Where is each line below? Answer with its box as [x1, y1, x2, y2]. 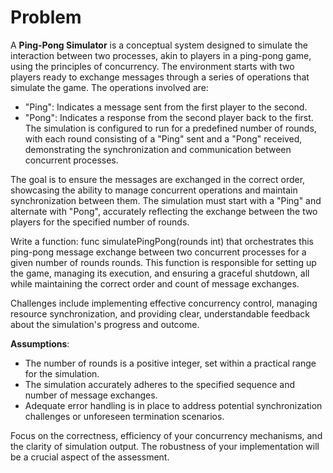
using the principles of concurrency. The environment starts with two [10, 60, 295, 72]
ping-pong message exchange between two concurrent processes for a [10, 246, 307, 258]
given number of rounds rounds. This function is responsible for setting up [10, 256, 317, 268]
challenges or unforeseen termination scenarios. [24, 410, 225, 422]
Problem [10, 6, 82, 29]
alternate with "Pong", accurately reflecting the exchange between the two [10, 205, 318, 217]
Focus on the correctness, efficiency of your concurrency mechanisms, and [10, 429, 323, 441]
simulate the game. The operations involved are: [10, 81, 209, 93]
